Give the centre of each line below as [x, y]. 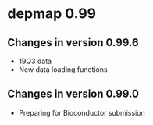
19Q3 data [35, 61]
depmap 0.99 [52, 14]
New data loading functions [63, 70]
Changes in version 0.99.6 [73, 43]
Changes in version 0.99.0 [73, 94]
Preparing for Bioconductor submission [82, 112]
